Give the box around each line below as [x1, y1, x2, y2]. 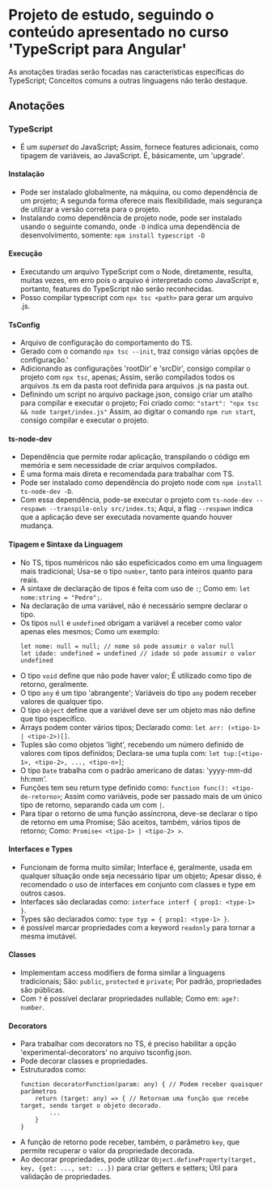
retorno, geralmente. [19, 679, 89, 689]
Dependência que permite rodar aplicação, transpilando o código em [19, 452, 251, 461]
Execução [8, 249, 43, 259]
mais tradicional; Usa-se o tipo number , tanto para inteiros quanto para [19, 566, 253, 576]
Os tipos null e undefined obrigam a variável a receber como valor [19, 618, 243, 628]
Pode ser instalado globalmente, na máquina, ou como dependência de [19, 187, 258, 196]
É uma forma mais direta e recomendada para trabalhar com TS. [19, 469, 235, 479]
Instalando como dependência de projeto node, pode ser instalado [19, 212, 243, 222]
